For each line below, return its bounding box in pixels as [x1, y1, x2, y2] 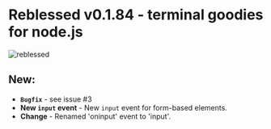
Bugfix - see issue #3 [19, 94, 92, 104]
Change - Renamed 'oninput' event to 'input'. [19, 111, 171, 121]
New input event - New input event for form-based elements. [19, 102, 228, 112]
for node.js [8, 23, 83, 41]
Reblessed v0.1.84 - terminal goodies [8, 6, 264, 24]
